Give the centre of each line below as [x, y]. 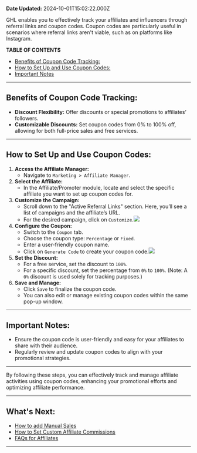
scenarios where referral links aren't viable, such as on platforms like [89, 32]
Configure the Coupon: [43, 226]
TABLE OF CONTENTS [33, 50]
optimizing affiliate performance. [45, 388]
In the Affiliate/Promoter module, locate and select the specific [99, 187]
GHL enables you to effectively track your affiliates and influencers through [97, 20]
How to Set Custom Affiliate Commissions [65, 432]
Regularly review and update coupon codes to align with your [89, 352]
